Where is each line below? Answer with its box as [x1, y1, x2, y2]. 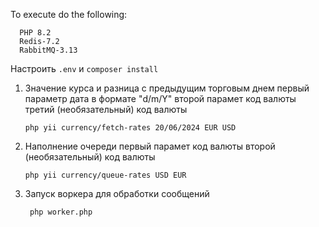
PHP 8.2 [19, 28, 52, 38]
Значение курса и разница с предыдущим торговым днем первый [24, 82, 310, 94]
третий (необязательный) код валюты [24, 104, 188, 115]
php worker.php [29, 207, 93, 217]
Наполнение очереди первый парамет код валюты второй [24, 140, 276, 152]
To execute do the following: [10, 9, 128, 20]
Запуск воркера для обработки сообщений [24, 188, 210, 199]
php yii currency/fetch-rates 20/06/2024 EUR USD [24, 123, 237, 133]
